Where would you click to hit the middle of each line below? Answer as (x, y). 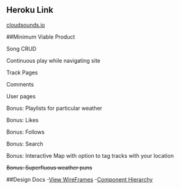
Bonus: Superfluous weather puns (49, 168)
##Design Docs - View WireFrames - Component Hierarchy (80, 179)
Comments (20, 84)
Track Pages (22, 72)
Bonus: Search (25, 144)
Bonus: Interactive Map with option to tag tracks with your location (90, 155)
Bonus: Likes (22, 120)
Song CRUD (21, 48)
